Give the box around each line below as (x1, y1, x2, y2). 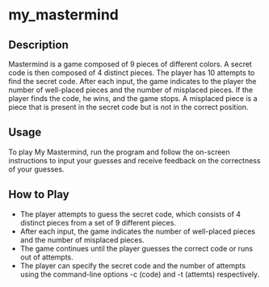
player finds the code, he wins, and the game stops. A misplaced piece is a (8, 94, 258, 103)
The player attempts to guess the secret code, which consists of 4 (19, 209, 241, 219)
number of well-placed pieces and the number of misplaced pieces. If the (8, 85, 253, 95)
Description (8, 38, 69, 52)
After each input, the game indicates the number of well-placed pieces (19, 226, 256, 236)
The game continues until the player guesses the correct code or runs (19, 243, 253, 253)
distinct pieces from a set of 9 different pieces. (19, 217, 176, 227)
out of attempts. (19, 252, 74, 262)
